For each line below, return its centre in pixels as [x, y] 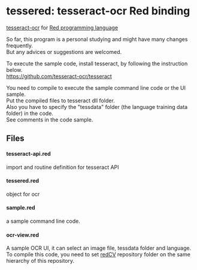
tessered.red [23, 181]
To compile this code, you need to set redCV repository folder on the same [98, 254]
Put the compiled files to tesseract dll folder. [60, 101]
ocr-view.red [22, 235]
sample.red [21, 208]
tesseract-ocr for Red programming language [62, 28]
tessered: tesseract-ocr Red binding [98, 11]
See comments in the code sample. [50, 119]
